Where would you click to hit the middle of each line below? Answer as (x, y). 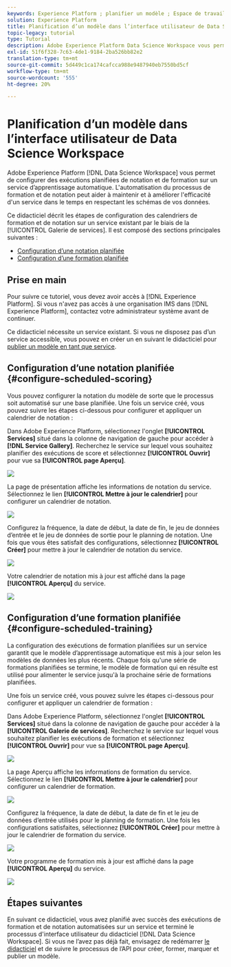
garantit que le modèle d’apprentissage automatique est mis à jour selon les (114, 652)
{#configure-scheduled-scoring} (80, 379)
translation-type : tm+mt (43, 59)
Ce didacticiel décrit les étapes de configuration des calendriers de (102, 215)
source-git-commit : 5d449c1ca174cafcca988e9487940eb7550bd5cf (98, 65)
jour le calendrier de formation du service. (67, 834)
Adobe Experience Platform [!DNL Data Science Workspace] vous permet (111, 173)
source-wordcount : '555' (43, 78)
